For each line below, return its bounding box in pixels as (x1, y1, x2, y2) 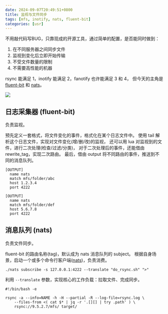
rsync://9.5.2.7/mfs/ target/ (14, 304, 78, 309)
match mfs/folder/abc (10, 176, 55, 181)
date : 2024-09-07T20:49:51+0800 (5, 7, 73, 13)
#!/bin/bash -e (5, 286, 37, 291)
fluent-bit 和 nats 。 (5, 82, 45, 88)
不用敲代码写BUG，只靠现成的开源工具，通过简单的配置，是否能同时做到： (5, 36, 160, 42)
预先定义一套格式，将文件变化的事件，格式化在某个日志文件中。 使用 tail (5, 132, 154, 138)
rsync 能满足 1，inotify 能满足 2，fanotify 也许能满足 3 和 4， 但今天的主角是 (5, 76, 163, 82)
